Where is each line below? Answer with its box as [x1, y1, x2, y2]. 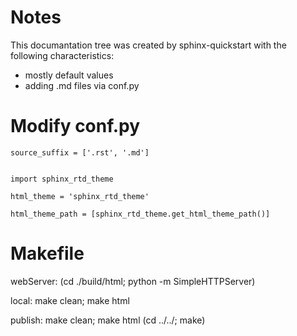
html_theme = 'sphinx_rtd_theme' [10, 191, 150, 201]
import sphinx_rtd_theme [10, 174, 114, 184]
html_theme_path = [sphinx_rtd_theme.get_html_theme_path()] [10, 209, 271, 219]
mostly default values [24, 69, 114, 81]
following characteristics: [10, 49, 115, 61]
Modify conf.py [10, 115, 141, 138]
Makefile [10, 242, 85, 265]
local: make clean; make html [10, 294, 130, 306]
